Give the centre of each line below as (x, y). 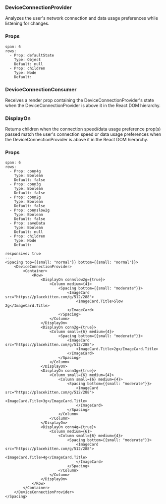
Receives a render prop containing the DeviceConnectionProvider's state (80, 100)
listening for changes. (27, 23)
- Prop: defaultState (32, 55)
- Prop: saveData (28, 224)
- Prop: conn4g (25, 171)
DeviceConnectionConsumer (41, 89)
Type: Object (28, 59)
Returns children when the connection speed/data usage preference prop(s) (83, 129)
